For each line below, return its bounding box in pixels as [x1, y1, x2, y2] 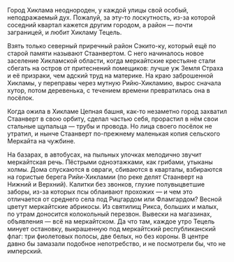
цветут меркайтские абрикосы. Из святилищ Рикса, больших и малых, [7, 203, 219, 210]
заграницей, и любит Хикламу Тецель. [7, 28, 122, 36]
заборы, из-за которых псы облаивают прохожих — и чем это [7, 188, 193, 196]
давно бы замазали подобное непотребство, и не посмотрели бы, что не [7, 240, 226, 247]
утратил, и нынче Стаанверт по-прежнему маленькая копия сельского [7, 129, 221, 138]
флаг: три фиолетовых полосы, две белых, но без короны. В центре [7, 232, 209, 240]
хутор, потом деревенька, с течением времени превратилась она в [7, 87, 211, 94]
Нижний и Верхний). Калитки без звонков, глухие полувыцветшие [7, 180, 205, 188]
